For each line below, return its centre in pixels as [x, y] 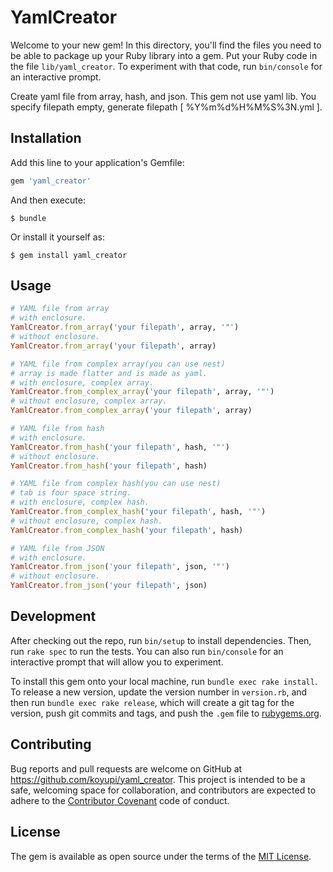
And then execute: [48, 200]
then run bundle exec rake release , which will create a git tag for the [152, 702]
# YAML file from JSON [57, 548]
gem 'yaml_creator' [51, 181]
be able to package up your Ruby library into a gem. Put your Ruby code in [164, 55]
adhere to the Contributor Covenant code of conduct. [120, 800]
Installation [46, 138]
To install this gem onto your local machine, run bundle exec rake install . [164, 681]
